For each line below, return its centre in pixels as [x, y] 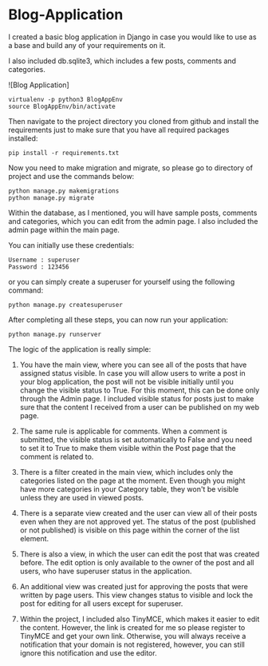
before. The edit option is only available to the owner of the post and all [137, 562]
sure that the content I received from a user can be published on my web [140, 407]
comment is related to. [57, 457]
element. [34, 538]
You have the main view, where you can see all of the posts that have [133, 365]
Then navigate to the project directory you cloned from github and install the [134, 121]
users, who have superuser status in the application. [106, 571]
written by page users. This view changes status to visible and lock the [136, 595]
